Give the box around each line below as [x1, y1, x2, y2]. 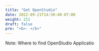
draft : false [5, 21, 33, 27]
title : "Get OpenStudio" [5, 7, 58, 13]
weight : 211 [5, 17, 30, 22]
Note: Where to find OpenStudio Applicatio [5, 40, 94, 46]
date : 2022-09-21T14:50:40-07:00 [5, 12, 76, 17]
